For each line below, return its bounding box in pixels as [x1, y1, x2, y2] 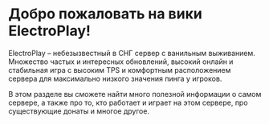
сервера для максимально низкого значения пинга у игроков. [8, 74, 222, 83]
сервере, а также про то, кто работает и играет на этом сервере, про [8, 98, 248, 107]
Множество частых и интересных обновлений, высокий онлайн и [8, 57, 234, 66]
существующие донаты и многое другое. [8, 106, 150, 116]
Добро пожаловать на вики [8, 5, 202, 23]
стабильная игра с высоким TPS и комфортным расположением [8, 65, 231, 74]
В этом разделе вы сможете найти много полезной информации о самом [8, 89, 262, 98]
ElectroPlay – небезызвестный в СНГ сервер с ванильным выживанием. [8, 48, 255, 58]
